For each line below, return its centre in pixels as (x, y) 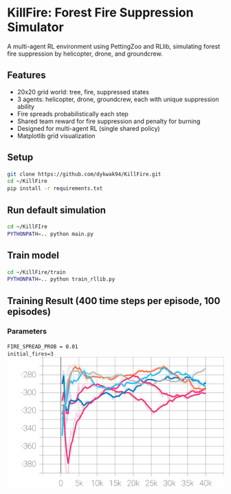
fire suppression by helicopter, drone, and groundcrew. (85, 54)
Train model (33, 256)
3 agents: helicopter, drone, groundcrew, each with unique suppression (118, 99)
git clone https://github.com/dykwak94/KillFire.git (84, 174)
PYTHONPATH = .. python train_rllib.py (61, 279)
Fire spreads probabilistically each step (73, 114)
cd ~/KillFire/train (37, 272)
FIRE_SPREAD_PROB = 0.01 (43, 347)
